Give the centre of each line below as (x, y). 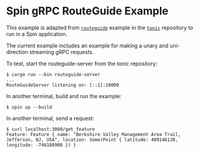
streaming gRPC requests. (61, 52)
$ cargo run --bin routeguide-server (53, 74)
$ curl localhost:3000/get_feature (51, 129)
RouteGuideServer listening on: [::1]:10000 (63, 85)
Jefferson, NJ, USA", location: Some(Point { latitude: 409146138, (92, 140)
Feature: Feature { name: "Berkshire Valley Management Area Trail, (94, 134)
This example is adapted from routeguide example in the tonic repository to (100, 28)
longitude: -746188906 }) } (41, 145)
